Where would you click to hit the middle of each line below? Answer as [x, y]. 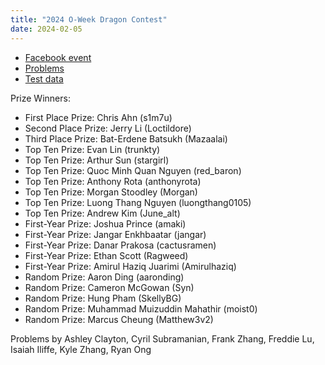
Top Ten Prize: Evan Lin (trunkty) [92, 149]
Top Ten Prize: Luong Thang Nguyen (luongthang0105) [138, 202]
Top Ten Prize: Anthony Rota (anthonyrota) [113, 181]
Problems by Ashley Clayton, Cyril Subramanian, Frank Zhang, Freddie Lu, [162, 338]
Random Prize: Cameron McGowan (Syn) [109, 287]
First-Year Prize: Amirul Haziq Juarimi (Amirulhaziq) [130, 266]
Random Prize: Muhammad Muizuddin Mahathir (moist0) [141, 308]
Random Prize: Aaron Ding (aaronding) [104, 277]
